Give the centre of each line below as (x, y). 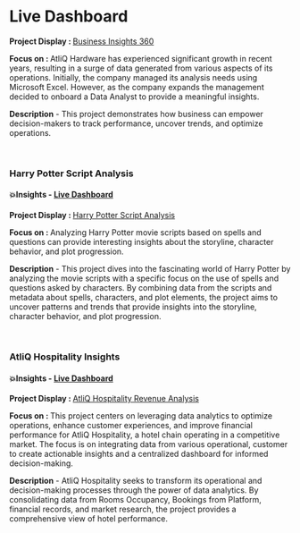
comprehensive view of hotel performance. (88, 519)
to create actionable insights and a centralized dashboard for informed (139, 454)
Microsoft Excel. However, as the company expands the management (137, 87)
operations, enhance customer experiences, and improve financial (131, 426)
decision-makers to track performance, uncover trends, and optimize (136, 123)
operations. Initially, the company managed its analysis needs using (133, 77)
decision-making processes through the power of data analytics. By (134, 490)
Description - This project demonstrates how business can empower (136, 114)
